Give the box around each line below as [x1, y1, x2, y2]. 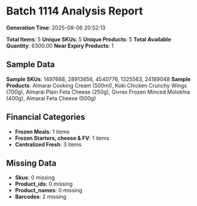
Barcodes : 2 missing [14, 193, 67, 201]
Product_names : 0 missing [14, 187, 83, 194]
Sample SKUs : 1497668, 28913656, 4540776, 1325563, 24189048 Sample [6, 75, 191, 82]
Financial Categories [6, 112, 85, 123]
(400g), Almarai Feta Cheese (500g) [6, 94, 96, 101]
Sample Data [6, 59, 55, 70]
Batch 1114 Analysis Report [6, 4, 143, 18]
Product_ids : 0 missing [14, 180, 73, 187]
